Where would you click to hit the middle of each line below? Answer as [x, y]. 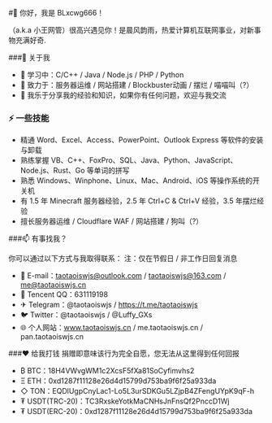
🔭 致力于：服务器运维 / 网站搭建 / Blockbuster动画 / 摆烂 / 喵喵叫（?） [137, 85]
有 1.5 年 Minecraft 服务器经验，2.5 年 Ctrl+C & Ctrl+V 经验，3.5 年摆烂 [138, 201]
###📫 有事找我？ [38, 238]
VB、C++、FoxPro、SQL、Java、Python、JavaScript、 [144, 160]
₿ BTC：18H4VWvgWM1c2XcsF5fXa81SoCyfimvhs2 [107, 371]
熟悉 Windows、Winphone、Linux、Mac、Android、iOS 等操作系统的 [136, 181]
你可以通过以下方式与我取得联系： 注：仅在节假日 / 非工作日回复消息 [123, 259]
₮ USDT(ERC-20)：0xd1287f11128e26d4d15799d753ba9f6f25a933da [136, 412]
